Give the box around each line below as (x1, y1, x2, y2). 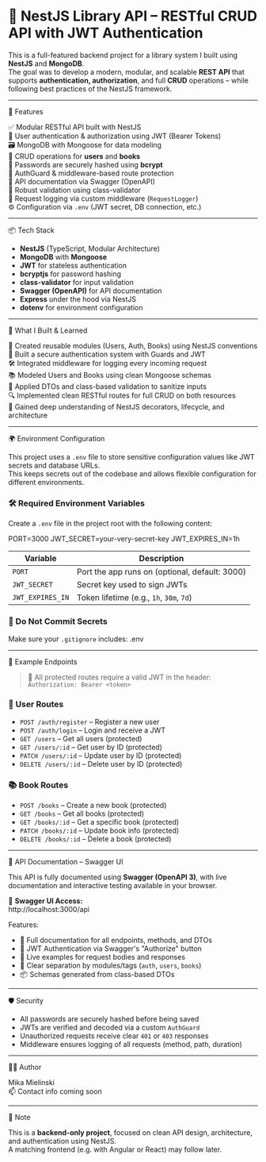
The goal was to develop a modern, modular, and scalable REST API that (8, 67, 245, 76)
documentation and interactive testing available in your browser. (8, 881, 218, 891)
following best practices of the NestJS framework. (8, 83, 173, 94)
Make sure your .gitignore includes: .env (8, 634, 144, 644)
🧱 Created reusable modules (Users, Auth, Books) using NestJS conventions (8, 341, 258, 350)
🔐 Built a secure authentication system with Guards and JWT (8, 349, 206, 359)
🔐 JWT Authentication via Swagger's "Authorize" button (19, 944, 202, 953)
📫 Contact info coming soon (8, 1087, 102, 1096)
